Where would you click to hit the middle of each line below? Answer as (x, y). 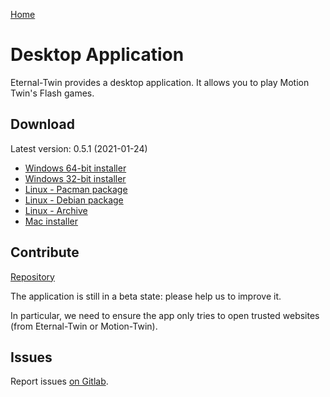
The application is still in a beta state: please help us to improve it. (146, 296)
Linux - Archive (56, 210)
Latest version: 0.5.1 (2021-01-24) (79, 148)
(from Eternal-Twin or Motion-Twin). (84, 326)
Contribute (45, 252)
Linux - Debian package (74, 200)
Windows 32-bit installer (75, 178)
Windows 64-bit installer (75, 168)
